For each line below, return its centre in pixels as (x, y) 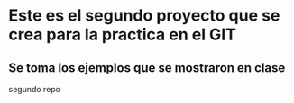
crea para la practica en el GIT (122, 34)
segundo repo (34, 89)
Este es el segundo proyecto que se (144, 16)
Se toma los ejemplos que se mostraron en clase (147, 68)
